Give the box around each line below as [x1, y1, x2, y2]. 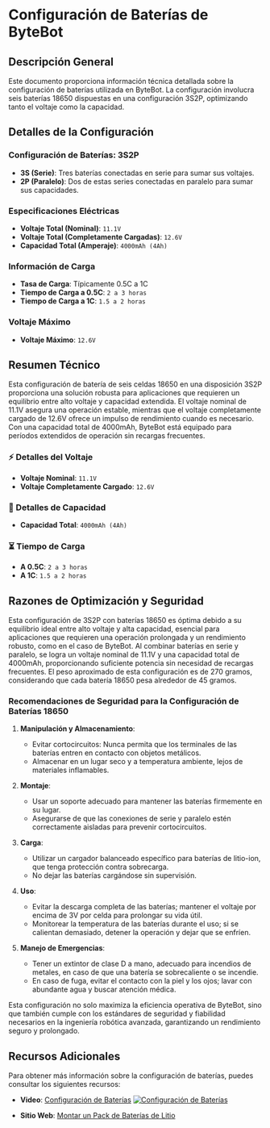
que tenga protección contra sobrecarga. [31, 862, 169, 872]
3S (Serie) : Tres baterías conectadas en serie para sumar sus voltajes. [19, 168, 255, 178]
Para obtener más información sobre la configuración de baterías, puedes [8, 1071, 254, 1080]
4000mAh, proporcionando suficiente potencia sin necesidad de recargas [8, 658, 254, 668]
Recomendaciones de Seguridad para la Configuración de [8, 696, 239, 707]
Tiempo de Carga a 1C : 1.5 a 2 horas [19, 296, 147, 306]
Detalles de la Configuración [8, 125, 155, 139]
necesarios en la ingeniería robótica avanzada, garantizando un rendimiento [8, 1017, 261, 1027]
